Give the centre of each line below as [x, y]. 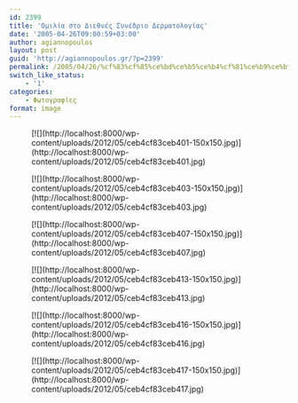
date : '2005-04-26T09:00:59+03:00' [75, 34]
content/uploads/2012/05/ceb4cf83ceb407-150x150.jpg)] [137, 234]
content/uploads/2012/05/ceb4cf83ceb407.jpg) [119, 253]
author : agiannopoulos [51, 42]
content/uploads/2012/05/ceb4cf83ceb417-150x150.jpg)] [136, 370]
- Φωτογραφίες [51, 100]
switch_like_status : [47, 75]
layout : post [33, 51]
